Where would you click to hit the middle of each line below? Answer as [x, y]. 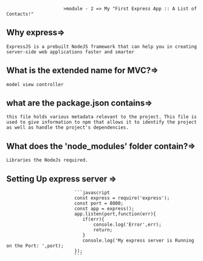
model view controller [35, 84]
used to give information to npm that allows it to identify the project [102, 122]
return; [103, 230]
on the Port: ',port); [35, 246]
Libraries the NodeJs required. [47, 160]
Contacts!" [20, 14]
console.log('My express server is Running [138, 241]
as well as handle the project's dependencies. [68, 127]
